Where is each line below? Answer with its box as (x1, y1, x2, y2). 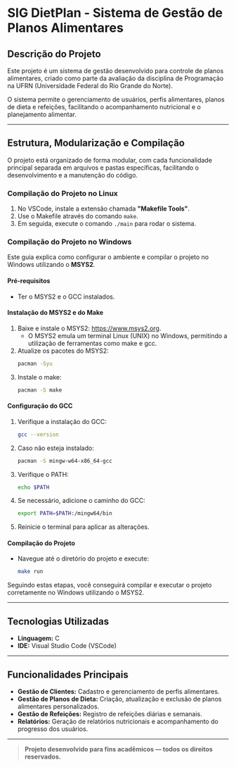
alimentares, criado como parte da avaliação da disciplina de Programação (7, 74, 224, 82)
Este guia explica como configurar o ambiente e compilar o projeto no (7, 253, 209, 261)
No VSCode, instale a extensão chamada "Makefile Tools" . (17, 204, 190, 213)
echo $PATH (17, 484, 50, 491)
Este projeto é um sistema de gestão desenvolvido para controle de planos (7, 67, 224, 75)
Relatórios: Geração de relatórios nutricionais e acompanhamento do (17, 717, 219, 725)
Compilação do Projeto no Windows (7, 237, 132, 247)
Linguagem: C (17, 634, 60, 642)
